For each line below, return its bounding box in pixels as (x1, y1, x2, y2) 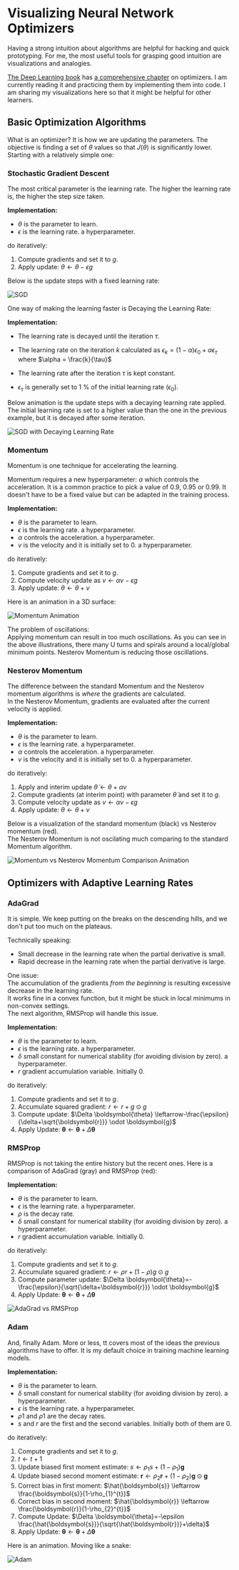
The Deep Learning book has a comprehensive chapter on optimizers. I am (7, 73, 228, 81)
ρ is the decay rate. (17, 1209, 75, 1219)
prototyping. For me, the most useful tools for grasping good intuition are (7, 51, 222, 60)
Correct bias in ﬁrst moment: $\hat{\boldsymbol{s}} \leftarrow (17, 1481, 200, 1490)
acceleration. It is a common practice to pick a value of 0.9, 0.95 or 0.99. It (7, 482, 227, 491)
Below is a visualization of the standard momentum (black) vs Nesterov (7, 819, 217, 828)
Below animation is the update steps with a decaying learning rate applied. (7, 398, 226, 406)
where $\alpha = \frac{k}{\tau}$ (17, 355, 112, 364)
